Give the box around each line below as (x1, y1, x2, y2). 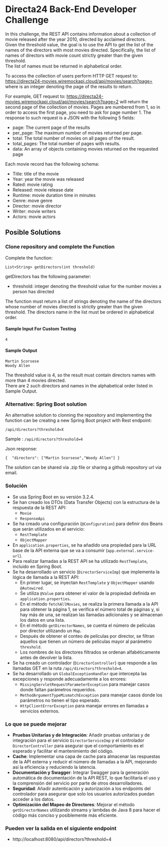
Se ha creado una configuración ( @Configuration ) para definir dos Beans (12, 520, 163, 527)
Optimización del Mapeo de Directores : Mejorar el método (12, 801, 135, 807)
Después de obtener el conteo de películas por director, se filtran (20, 633, 154, 639)
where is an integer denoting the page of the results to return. (5, 83, 133, 89)
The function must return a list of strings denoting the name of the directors (5, 298, 161, 304)
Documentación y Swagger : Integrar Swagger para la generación (12, 769, 149, 775)
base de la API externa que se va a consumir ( (12, 547, 108, 553)
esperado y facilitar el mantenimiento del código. (12, 748, 114, 754)
